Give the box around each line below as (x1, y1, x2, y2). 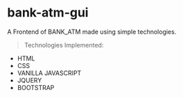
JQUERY (17, 76, 42, 84)
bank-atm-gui (7, 5, 89, 21)
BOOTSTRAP (17, 83, 55, 91)
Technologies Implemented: (24, 41, 104, 49)
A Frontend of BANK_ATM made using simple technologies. (7, 28, 177, 36)
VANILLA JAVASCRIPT (17, 69, 82, 77)
